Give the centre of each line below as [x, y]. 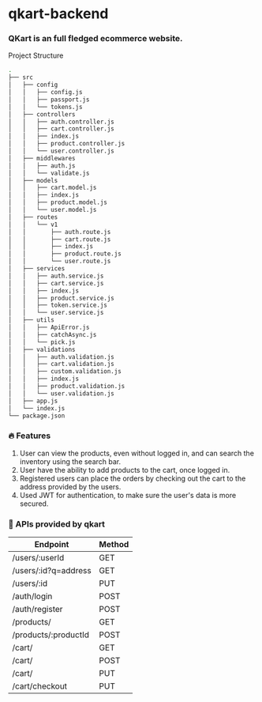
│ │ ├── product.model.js [58, 202]
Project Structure [36, 55]
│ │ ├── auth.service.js [56, 276]
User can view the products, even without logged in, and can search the [137, 453]
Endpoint [52, 545]
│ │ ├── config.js [45, 92]
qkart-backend [58, 14]
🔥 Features [30, 436]
